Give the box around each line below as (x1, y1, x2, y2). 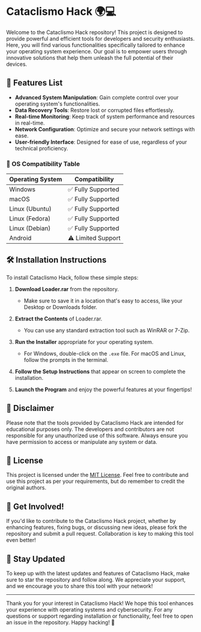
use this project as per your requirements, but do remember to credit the (6, 477, 185, 485)
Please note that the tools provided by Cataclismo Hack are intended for (6, 419, 184, 426)
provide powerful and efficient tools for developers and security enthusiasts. (6, 35, 195, 42)
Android (9, 234, 32, 243)
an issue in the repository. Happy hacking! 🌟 (6, 619, 115, 626)
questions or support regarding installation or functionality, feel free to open (6, 612, 193, 620)
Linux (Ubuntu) (9, 205, 52, 213)
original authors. (6, 484, 47, 491)
